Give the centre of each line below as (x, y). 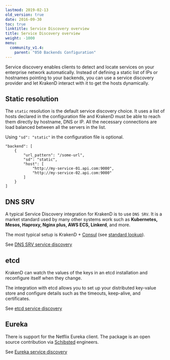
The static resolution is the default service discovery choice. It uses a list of (85, 111)
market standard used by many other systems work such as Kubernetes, (81, 220)
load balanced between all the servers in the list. (56, 127)
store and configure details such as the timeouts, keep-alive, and (73, 293)
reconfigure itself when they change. (44, 278)
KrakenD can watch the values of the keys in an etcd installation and (76, 272)
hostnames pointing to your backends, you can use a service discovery (80, 78)
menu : (11, 43)
